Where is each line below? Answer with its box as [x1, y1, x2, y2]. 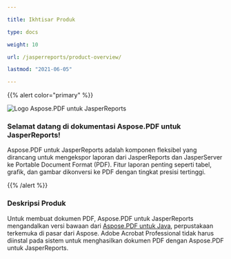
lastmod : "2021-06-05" [7, 66, 72, 73]
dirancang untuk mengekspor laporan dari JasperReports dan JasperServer [7, 153, 223, 162]
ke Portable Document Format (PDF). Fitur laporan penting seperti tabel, [7, 160, 212, 169]
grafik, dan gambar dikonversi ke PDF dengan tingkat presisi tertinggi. [7, 168, 206, 176]
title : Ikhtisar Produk [7, 16, 76, 23]
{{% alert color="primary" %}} [7, 91, 94, 99]
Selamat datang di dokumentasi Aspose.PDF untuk [7, 122, 181, 131]
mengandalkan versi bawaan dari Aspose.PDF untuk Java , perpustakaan [7, 222, 214, 230]
